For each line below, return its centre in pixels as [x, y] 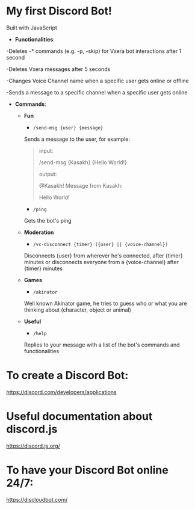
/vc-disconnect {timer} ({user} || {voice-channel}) [101, 244]
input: [46, 150]
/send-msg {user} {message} [68, 128]
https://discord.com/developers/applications [61, 392]
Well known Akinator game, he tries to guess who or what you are [105, 303]
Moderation [39, 232]
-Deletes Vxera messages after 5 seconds [58, 69]
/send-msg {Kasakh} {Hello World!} [83, 162]
